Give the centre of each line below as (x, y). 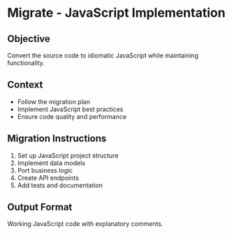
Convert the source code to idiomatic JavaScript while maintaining (103, 55)
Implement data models (51, 163)
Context (25, 85)
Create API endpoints (48, 178)
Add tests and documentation (60, 185)
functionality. (26, 63)
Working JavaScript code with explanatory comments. (85, 224)
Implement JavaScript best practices (70, 109)
